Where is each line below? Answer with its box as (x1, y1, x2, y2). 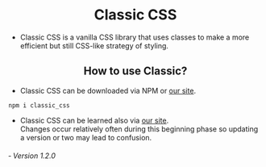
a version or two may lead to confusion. (19, 132, 152, 142)
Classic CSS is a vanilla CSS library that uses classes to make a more (19, 32, 250, 42)
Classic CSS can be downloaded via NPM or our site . (19, 86, 196, 95)
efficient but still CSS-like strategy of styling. (19, 40, 169, 50)
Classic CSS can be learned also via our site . (19, 115, 169, 125)
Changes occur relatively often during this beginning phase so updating (19, 123, 259, 134)
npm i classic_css (8, 101, 70, 110)
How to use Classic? (83, 65, 188, 78)
